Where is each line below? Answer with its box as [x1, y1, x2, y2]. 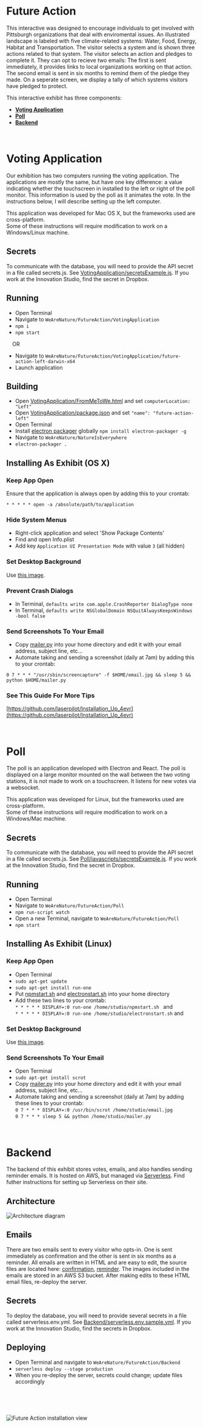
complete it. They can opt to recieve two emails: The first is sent [6, 56, 167, 64]
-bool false [15, 613, 45, 619]
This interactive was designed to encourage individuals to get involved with [6, 24, 195, 32]
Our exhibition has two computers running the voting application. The [6, 172, 180, 179]
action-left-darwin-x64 [15, 358, 76, 365]
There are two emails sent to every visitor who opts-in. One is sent [6, 1246, 173, 1253]
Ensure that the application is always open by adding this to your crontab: [6, 490, 190, 497]
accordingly [15, 1378, 45, 1385]
